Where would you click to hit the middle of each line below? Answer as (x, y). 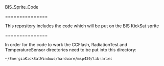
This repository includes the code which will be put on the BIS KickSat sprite (82, 26)
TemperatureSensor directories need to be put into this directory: (71, 50)
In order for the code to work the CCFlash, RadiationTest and (66, 45)
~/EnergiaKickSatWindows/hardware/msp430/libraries (59, 59)
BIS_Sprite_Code (22, 7)
